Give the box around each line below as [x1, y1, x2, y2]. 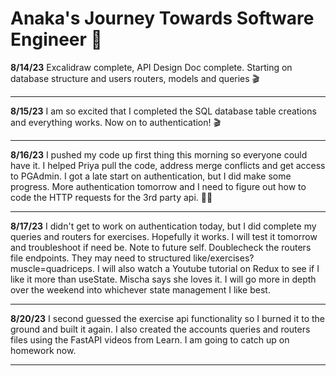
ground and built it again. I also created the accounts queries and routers [10, 323, 311, 335]
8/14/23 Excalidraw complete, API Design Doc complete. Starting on [10, 61, 293, 73]
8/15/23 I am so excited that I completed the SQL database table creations [10, 105, 317, 117]
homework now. [10, 344, 77, 356]
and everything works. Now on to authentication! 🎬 [10, 116, 222, 128]
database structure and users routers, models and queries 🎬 [10, 72, 260, 84]
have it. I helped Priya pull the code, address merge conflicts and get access [10, 159, 326, 171]
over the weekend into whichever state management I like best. [10, 283, 271, 296]
